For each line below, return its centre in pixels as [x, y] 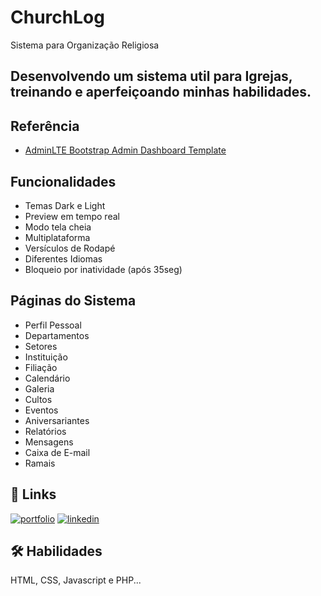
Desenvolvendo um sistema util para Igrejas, [151, 76]
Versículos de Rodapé [70, 248]
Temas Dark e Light [65, 205]
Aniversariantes [57, 420]
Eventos [41, 410]
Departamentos [57, 335]
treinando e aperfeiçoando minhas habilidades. [161, 92]
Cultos [38, 399]
